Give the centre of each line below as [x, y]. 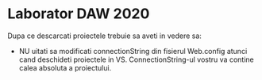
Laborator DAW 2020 [79, 14]
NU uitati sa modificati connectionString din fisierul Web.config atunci [133, 51]
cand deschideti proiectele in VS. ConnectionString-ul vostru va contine [137, 59]
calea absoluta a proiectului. [65, 67]
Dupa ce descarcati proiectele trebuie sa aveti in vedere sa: [104, 36]
